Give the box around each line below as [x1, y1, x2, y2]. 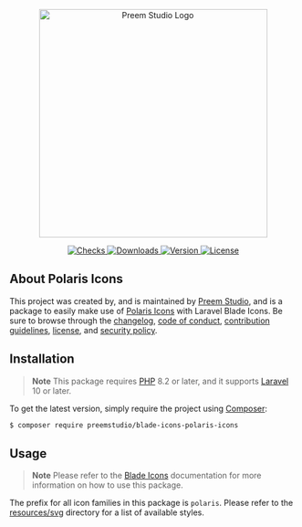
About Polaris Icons [9, 271, 123, 287]
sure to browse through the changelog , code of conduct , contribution [9, 315, 271, 326]
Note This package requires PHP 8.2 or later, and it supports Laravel [31, 375, 289, 386]
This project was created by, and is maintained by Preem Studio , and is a [9, 295, 283, 306]
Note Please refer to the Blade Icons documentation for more [31, 470, 262, 481]
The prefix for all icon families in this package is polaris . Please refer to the [9, 498, 294, 509]
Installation [9, 352, 75, 367]
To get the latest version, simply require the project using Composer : [9, 403, 267, 414]
